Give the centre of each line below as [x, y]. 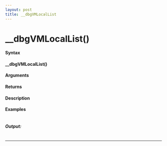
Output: [13, 126]
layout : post [19, 10]
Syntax [13, 53]
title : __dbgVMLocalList [31, 14]
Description [18, 98]
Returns [14, 87]
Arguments [17, 75]
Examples [16, 109]
